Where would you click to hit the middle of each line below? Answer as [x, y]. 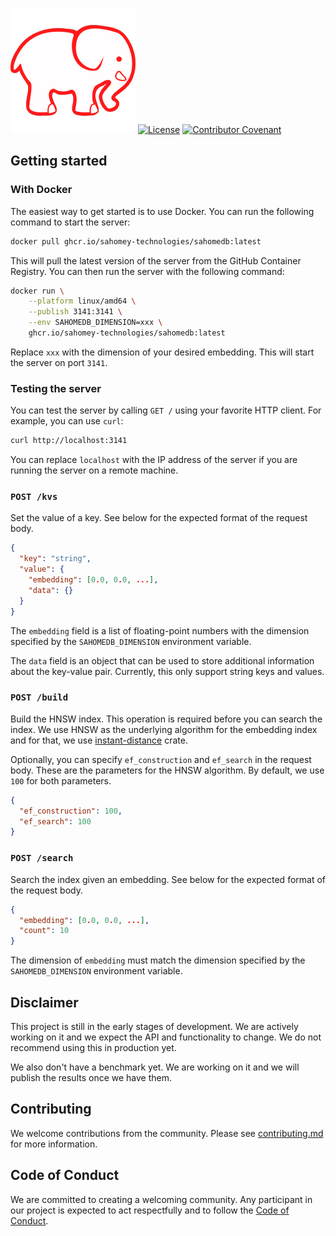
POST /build [39, 697]
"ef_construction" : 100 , [71, 811]
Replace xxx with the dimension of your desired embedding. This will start [162, 352]
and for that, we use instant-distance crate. [99, 740]
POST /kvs [34, 497]
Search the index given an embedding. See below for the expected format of [168, 879]
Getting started [59, 161]
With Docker [41, 190]
